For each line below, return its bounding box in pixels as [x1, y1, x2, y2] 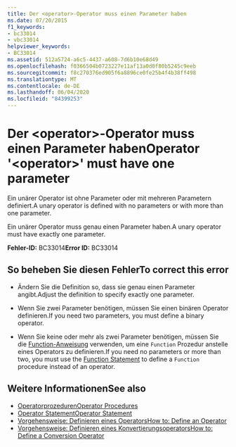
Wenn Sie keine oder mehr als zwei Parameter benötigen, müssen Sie [17, 332, 219, 341]
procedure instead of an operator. [17, 362, 116, 370]
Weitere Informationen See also [7, 383, 146, 395]
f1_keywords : [7, 23, 46, 30]
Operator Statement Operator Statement [17, 409, 132, 417]
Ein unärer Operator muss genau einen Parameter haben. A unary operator [7, 222, 222, 231]
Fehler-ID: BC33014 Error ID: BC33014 [7, 244, 118, 252]
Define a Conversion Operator [17, 431, 105, 440]
